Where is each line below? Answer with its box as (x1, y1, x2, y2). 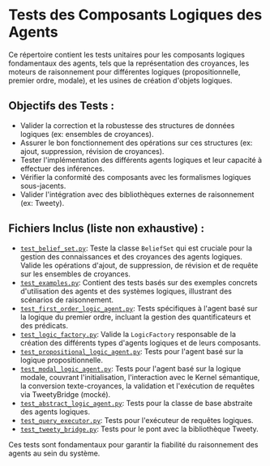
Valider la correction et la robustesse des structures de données (19, 120, 235, 130)
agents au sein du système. (8, 448, 101, 458)
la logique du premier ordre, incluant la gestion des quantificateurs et (19, 312, 251, 322)
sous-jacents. (19, 181, 66, 190)
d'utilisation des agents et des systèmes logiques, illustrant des (19, 286, 233, 296)
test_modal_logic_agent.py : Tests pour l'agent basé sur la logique (19, 363, 242, 374)
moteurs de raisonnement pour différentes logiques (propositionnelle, (8, 66, 241, 76)
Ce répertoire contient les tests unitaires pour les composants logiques (8, 49, 246, 59)
